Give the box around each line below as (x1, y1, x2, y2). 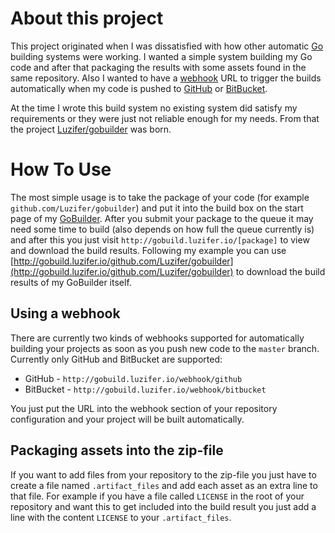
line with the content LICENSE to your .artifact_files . (10, 511, 232, 523)
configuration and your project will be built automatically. (10, 413, 245, 425)
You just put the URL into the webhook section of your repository (10, 402, 278, 414)
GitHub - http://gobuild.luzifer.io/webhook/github (24, 372, 243, 384)
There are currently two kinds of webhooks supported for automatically (10, 332, 305, 344)
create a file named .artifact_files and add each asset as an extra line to (10, 479, 318, 491)
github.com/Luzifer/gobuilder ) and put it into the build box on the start (10, 202, 304, 214)
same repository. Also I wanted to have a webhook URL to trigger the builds (10, 72, 322, 84)
